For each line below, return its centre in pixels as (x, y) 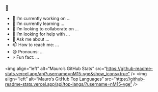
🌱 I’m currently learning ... (38, 23)
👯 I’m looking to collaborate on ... (45, 29)
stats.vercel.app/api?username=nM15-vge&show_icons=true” (67, 74)
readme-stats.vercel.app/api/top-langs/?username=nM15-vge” (69, 84)
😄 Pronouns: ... (28, 52)
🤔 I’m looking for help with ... (41, 34)
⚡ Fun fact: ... (26, 57)
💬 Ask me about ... (31, 39)
